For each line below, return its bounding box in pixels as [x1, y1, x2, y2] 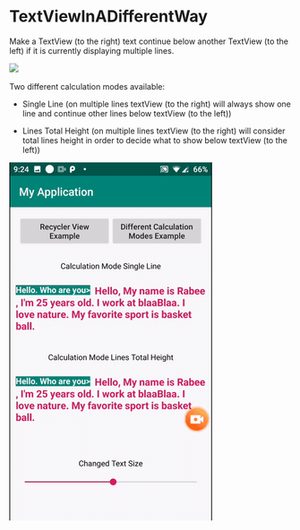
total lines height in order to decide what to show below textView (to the [21, 134, 288, 145]
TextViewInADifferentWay [9, 6, 209, 27]
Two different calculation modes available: [9, 81, 166, 91]
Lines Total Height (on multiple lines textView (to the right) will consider [21, 125, 286, 136]
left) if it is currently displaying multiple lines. [9, 45, 175, 56]
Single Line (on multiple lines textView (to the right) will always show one [21, 98, 291, 109]
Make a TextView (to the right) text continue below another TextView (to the [9, 36, 289, 47]
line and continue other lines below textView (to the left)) [21, 107, 232, 118]
